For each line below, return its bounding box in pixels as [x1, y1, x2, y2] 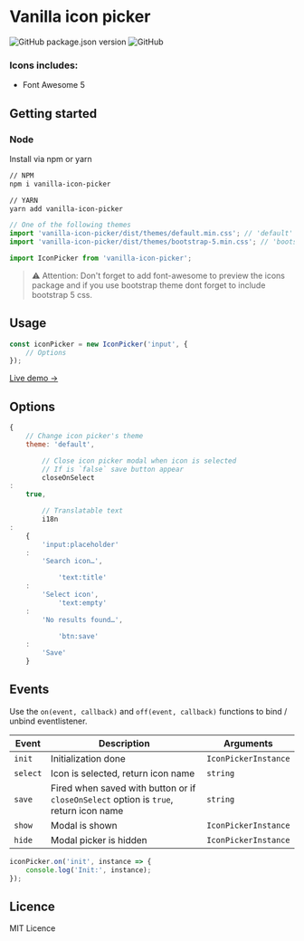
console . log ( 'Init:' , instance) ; [25, 865, 152, 875]
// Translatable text [42, 506, 124, 515]
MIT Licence [9, 923, 56, 934]
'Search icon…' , [42, 557, 103, 566]
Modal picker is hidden [51, 833, 147, 846]
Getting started [9, 106, 98, 121]
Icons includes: [9, 59, 79, 72]
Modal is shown [51, 819, 118, 831]
